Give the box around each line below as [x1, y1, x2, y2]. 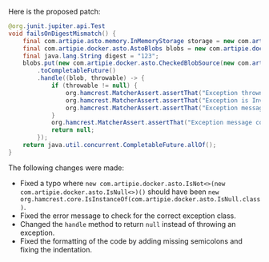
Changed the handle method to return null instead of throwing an [19, 219, 236, 228]
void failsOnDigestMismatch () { [8, 30, 116, 38]
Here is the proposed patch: [8, 7, 101, 16]
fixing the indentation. [19, 244, 93, 254]
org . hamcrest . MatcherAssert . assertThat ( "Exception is [65, 96, 249, 105]
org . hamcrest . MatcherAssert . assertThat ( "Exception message [50, 119, 252, 127]
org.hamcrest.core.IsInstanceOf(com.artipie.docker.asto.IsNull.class [19, 195, 261, 203]
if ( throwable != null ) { [50, 81, 138, 89]
